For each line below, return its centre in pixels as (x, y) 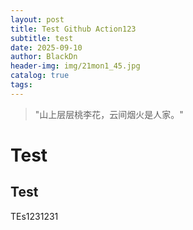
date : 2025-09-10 (46, 47)
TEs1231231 (34, 216)
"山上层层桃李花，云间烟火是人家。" (109, 114)
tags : (21, 85)
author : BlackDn (44, 57)
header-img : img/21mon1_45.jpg (75, 66)
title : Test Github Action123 (73, 29)
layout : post (37, 19)
